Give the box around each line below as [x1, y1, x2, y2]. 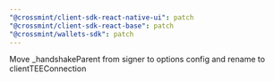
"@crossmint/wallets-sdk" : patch [9, 29, 134, 38]
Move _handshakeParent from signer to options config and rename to [9, 54, 266, 65]
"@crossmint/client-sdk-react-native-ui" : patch [9, 12, 194, 22]
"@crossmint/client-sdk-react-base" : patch [9, 21, 175, 30]
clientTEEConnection [9, 63, 87, 74]
